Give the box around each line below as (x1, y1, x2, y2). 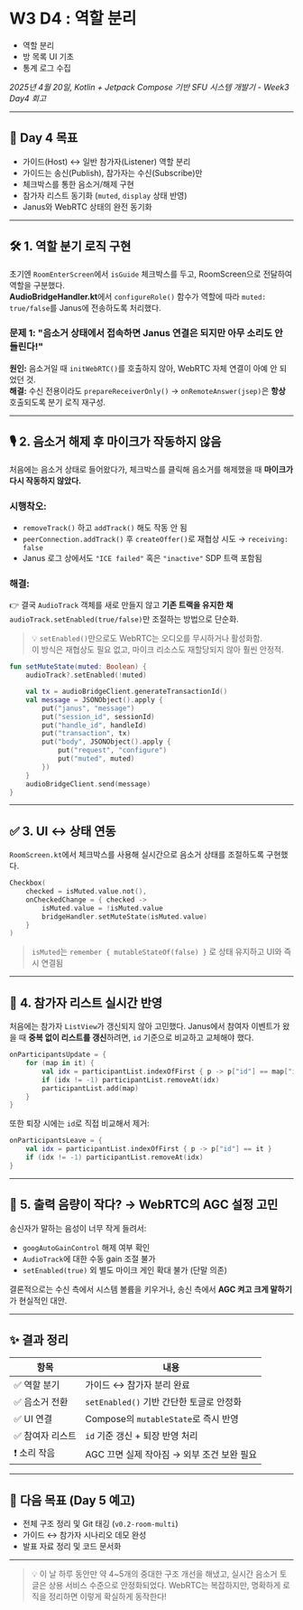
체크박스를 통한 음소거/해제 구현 (22, 178, 134, 190)
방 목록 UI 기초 (22, 51, 75, 61)
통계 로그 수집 (22, 62, 71, 73)
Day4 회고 (9, 92, 47, 104)
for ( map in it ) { (25, 1059, 95, 1068)
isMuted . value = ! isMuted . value (41, 903, 164, 913)
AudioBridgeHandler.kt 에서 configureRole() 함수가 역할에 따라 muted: (9, 291, 267, 302)
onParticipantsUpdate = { (9, 1050, 106, 1060)
